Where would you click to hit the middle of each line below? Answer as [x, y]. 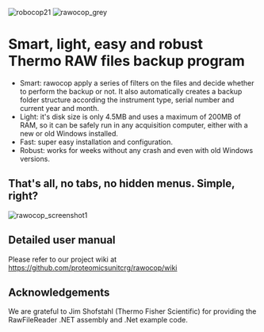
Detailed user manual [62, 240]
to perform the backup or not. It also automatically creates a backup [131, 91]
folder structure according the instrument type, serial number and [127, 100]
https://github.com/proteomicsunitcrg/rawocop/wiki [93, 267]
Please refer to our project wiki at [63, 259]
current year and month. [59, 108]
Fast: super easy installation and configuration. [96, 142]
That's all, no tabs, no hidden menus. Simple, [122, 183]
